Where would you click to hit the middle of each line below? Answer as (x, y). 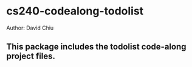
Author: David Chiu (30, 28)
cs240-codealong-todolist (75, 11)
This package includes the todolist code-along (96, 47)
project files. (31, 56)
